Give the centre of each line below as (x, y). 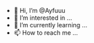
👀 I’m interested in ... (43, 18)
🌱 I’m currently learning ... (50, 25)
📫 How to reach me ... (46, 33)
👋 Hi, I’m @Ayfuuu (39, 11)
